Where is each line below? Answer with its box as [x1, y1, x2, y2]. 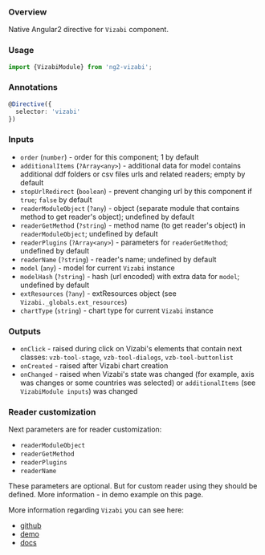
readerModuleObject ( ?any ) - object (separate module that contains [19, 203, 240, 213]
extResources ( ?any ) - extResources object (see [19, 288, 177, 298]
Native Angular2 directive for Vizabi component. [8, 25, 169, 34]
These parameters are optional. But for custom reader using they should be [8, 481, 258, 491]
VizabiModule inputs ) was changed [19, 386, 138, 395]
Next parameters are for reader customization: [8, 424, 162, 435]
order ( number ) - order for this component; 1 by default [19, 152, 199, 162]
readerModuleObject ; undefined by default [19, 229, 158, 238]
